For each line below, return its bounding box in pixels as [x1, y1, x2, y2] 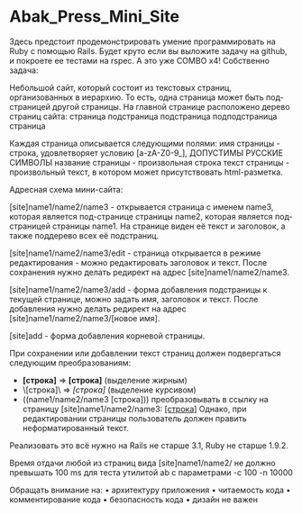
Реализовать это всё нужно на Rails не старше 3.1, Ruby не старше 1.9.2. [9, 439, 288, 451]
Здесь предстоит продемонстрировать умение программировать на [9, 36, 277, 47]
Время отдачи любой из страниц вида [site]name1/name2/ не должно [9, 457, 277, 468]
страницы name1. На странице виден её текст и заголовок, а [52, 221, 286, 231]
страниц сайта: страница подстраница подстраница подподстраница [9, 111, 278, 122]
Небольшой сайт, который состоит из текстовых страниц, [9, 82, 233, 93]
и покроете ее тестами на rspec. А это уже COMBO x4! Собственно [9, 55, 270, 66]
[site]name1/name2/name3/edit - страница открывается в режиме [9, 248, 261, 258]
